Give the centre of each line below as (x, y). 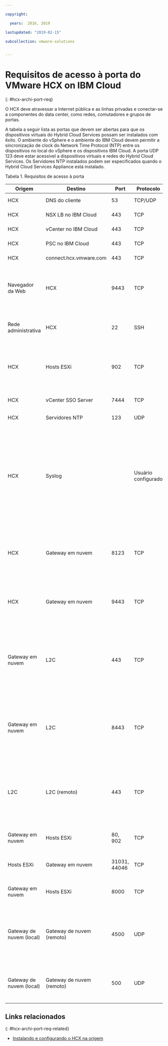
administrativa (24, 331)
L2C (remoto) (61, 792)
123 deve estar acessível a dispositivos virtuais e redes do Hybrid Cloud (79, 156)
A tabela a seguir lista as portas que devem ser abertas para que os (75, 129)
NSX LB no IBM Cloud (71, 215)
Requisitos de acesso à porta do (73, 75)
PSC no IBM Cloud (67, 243)
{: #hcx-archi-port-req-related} (37, 1028)
